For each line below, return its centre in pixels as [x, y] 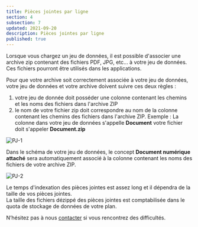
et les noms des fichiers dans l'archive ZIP [66, 104]
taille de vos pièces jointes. [39, 194]
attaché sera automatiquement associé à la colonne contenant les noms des [99, 158]
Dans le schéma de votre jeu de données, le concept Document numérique [98, 152]
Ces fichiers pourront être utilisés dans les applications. [74, 68]
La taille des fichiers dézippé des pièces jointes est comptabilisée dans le [95, 200]
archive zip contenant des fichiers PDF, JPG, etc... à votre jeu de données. [97, 62]
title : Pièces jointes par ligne [47, 12]
